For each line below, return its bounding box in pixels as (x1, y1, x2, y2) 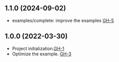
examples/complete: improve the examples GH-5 (12, 17, 114, 23)
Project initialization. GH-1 (12, 45, 65, 51)
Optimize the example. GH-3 (12, 50, 72, 57)
